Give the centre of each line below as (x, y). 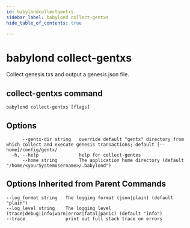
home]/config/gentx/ (32, 150)
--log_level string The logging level (59, 208)
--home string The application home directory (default (103, 160)
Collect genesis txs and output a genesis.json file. (68, 74)
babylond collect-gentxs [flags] (48, 107)
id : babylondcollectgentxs (40, 12)
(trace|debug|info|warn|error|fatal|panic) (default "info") (84, 214)
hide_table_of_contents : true (44, 23)
